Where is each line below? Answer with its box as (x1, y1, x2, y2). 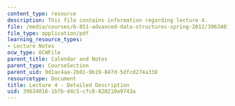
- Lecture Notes (7, 43, 55, 50)
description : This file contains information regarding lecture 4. (7, 17, 208, 24)
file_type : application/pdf (7, 29, 90, 37)
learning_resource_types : (7, 36, 83, 43)
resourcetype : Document (7, 75, 77, 82)
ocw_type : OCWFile (7, 50, 61, 56)
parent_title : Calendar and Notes (7, 56, 108, 63)
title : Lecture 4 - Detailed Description (7, 82, 130, 89)
